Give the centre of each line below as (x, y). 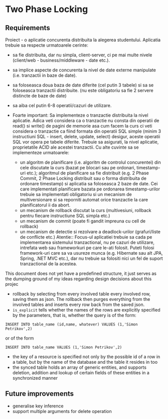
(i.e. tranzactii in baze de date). (44, 75)
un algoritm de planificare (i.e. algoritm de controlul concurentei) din (91, 162)
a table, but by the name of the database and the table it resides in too (85, 362)
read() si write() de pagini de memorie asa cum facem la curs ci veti (82, 126)
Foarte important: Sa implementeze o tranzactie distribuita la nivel (80, 115)
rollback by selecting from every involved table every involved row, (81, 294)
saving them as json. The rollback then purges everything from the (81, 299)
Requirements (28, 28)
